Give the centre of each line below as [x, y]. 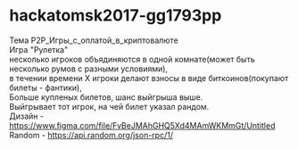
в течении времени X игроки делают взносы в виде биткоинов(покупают [149, 78]
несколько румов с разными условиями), [88, 69]
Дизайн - [27, 116]
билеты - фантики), [46, 87]
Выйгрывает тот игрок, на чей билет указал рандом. [109, 106]
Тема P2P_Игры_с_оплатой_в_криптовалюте [94, 40]
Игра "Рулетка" [39, 49]
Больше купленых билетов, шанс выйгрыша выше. [106, 97]
